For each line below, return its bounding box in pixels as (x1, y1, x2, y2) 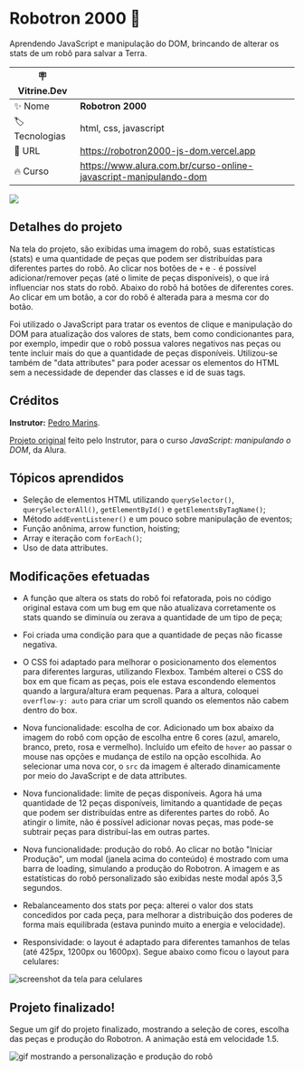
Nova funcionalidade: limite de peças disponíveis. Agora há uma (22, 788, 262, 799)
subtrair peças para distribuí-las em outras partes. (22, 827, 211, 837)
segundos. (22, 883, 62, 894)
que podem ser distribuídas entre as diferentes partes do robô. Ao (22, 808, 270, 818)
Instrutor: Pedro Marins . (9, 416, 100, 428)
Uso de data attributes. (22, 542, 109, 553)
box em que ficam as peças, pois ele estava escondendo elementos (22, 676, 276, 687)
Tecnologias (14, 129, 66, 142)
